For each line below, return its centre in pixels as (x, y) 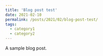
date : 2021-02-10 (23, 15)
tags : (11, 24)
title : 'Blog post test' (31, 10)
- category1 (22, 29)
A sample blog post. (26, 48)
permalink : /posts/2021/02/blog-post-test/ (52, 19)
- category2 (22, 34)
